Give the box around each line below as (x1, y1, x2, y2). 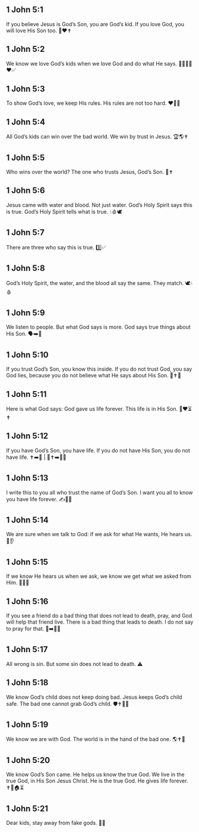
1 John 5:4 (6, 117, 46, 127)
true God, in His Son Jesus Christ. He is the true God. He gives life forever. (6, 777, 188, 784)
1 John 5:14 (6, 515, 49, 525)
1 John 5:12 (6, 431, 49, 441)
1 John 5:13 (6, 473, 49, 483)
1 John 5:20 (6, 755, 50, 765)
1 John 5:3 (6, 84, 45, 94)
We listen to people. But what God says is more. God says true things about (6, 324, 191, 331)
